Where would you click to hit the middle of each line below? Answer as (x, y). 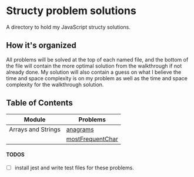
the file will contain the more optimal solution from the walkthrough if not (94, 66)
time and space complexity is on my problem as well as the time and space (97, 78)
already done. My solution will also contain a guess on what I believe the (94, 72)
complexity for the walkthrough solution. (55, 84)
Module (35, 120)
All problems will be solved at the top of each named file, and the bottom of (97, 59)
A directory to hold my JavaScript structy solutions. (68, 27)
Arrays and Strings (35, 129)
